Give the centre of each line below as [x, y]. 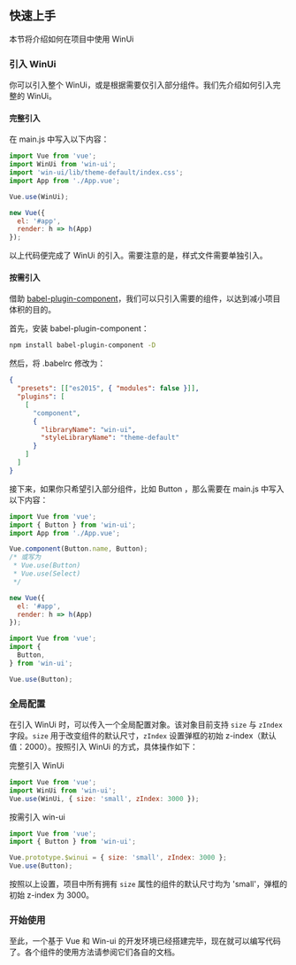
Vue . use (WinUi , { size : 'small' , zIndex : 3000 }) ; [104, 799]
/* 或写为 [25, 557]
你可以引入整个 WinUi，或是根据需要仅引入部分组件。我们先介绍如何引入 [141, 85]
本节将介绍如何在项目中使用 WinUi [72, 39]
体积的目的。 [32, 310]
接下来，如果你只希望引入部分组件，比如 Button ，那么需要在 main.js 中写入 [147, 489]
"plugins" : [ [41, 397]
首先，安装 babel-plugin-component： [79, 328]
